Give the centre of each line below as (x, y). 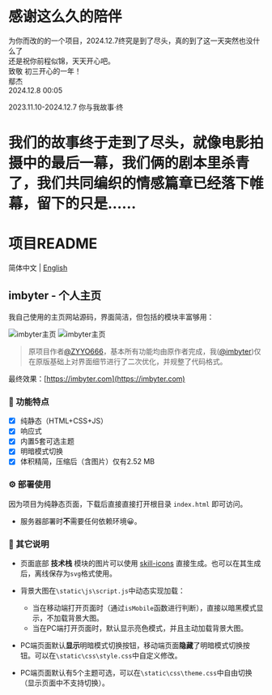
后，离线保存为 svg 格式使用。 (68, 573)
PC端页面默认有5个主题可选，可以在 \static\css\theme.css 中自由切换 (136, 673)
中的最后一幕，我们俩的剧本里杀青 (136, 163)
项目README (53, 244)
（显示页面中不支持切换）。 (64, 683)
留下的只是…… (87, 204)
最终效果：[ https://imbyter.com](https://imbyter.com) (97, 379)
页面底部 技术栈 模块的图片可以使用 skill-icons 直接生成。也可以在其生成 (140, 564)
